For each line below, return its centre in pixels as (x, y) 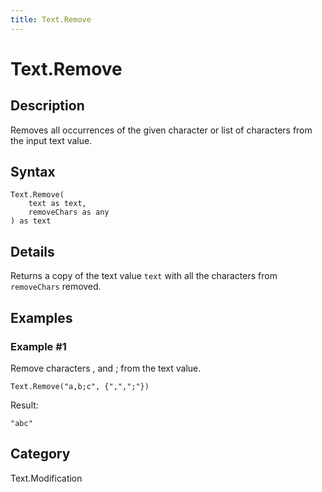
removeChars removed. (56, 287)
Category (40, 454)
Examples (41, 317)
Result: (24, 405)
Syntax (33, 172)
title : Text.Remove (51, 19)
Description (47, 106)
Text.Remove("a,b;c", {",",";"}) (80, 386)
